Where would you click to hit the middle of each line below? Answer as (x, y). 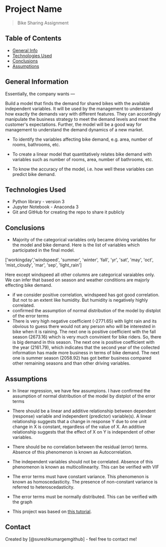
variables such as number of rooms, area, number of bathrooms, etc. (83, 159)
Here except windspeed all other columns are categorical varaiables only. (80, 275)
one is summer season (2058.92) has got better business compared (82, 358)
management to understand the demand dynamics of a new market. (75, 129)
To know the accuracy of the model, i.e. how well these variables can (83, 169)
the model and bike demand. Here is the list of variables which (76, 245)
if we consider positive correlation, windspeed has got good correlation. (86, 295)
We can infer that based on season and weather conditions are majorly (77, 280)
